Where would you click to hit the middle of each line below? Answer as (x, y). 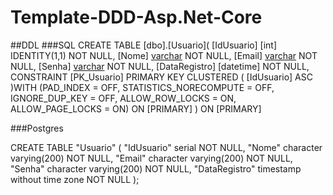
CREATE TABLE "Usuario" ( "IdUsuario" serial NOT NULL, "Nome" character (166, 147)
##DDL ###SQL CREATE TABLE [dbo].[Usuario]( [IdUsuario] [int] (144, 45)
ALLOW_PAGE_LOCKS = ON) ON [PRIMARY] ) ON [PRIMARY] (136, 108)
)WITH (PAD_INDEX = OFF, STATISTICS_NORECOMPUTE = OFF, (142, 87)
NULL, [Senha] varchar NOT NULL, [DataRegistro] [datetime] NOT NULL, (160, 66)
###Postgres (37, 128)
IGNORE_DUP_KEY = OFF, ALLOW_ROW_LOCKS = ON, (123, 98)
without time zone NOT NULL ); (75, 179)
